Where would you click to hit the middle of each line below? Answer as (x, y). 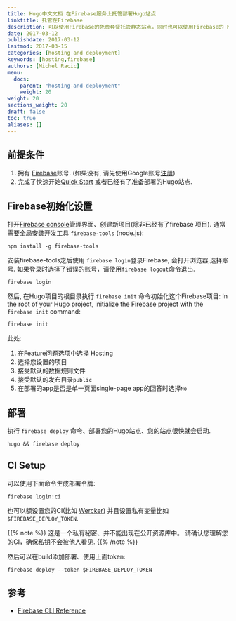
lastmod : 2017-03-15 (38, 46)
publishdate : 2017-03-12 (44, 40)
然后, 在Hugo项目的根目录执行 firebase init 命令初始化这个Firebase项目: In (118, 296)
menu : (15, 72)
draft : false (26, 112)
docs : (22, 79)
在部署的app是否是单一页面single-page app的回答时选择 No (102, 388)
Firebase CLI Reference (52, 610)
